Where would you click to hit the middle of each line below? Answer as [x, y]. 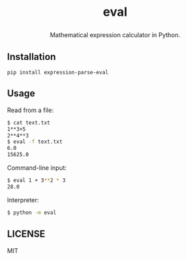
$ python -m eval [32, 213]
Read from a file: [30, 110]
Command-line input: [37, 168]
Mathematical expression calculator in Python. [115, 35]
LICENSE [26, 234]
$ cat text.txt [29, 122]
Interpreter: [23, 199]
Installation [32, 57]
